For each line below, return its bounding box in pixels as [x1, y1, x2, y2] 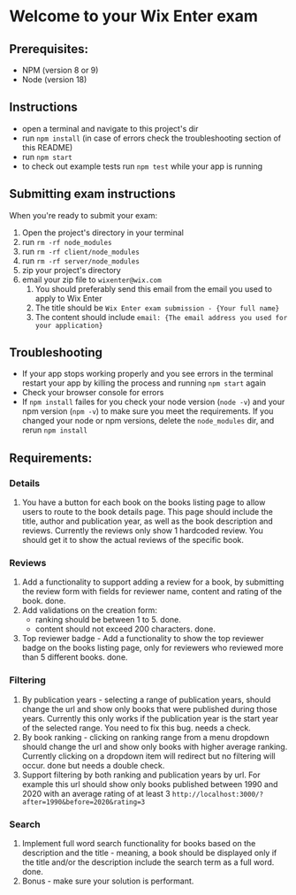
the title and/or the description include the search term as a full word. [21, 857, 275, 868]
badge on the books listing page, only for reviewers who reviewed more [21, 643, 285, 654]
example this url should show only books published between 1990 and [21, 778, 278, 789]
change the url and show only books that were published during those [21, 703, 277, 714]
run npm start [21, 151, 72, 162]
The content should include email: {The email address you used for [34, 311, 288, 322]
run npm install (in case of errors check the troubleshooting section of [21, 133, 281, 143]
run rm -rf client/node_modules [21, 246, 140, 256]
